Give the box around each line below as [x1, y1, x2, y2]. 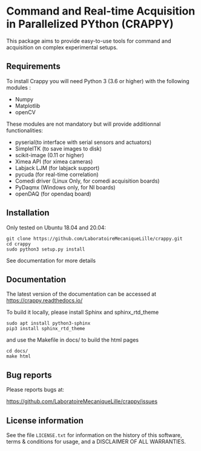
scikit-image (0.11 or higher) [15, 151, 85, 158]
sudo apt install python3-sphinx [6, 320, 91, 327]
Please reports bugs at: [6, 386, 65, 393]
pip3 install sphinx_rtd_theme [6, 326, 85, 332]
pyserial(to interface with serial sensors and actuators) [15, 138, 152, 146]
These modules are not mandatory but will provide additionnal [6, 120, 161, 127]
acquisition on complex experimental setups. [6, 44, 118, 51]
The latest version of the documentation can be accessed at [6, 290, 156, 298]
